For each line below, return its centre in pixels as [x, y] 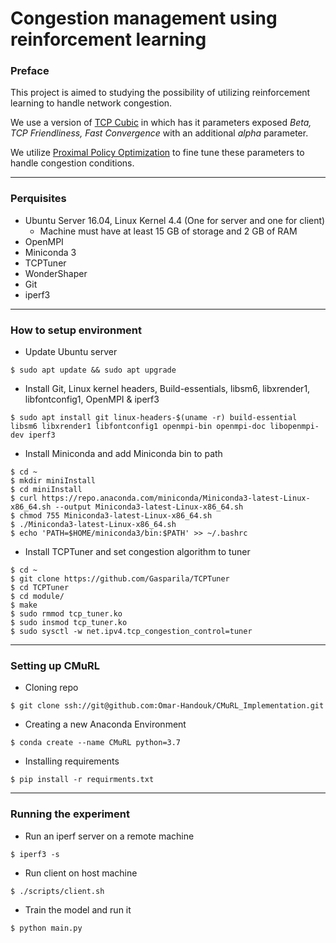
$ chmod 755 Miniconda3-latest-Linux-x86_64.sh [111, 516]
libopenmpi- [294, 427]
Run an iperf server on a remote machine [109, 836]
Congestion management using [144, 18]
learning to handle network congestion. [91, 103]
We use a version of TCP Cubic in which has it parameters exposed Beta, [161, 123]
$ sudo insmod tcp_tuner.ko [69, 623]
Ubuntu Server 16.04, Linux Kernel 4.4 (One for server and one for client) [175, 220]
